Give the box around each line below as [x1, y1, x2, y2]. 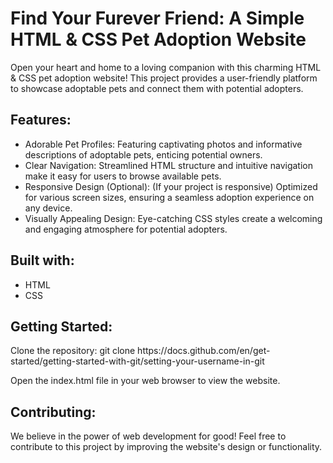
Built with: [10, 252, 75, 269]
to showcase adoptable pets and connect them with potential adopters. [10, 82, 304, 94]
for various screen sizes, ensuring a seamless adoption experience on [24, 191, 315, 203]
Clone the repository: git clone [10, 345, 136, 357]
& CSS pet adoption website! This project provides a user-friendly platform [10, 72, 318, 84]
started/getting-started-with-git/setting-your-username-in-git [10, 355, 265, 367]
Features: [10, 112, 72, 129]
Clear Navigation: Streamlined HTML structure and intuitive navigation [24, 159, 313, 171]
